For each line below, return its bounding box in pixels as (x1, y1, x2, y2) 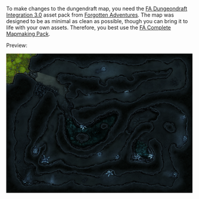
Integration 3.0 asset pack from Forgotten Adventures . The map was (6, 11, 175, 18)
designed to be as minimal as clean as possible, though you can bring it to (6, 18, 188, 24)
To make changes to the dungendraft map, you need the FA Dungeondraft (6, 5, 188, 12)
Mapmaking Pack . (6, 30, 51, 37)
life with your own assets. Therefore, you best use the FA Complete (6, 24, 171, 31)
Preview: (6, 42, 28, 49)
